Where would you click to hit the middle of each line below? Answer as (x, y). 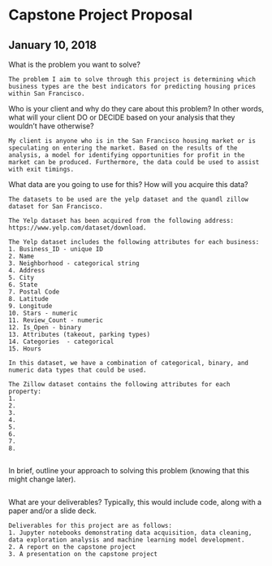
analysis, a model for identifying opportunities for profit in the (127, 155)
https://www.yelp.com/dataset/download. (78, 228)
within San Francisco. (47, 94)
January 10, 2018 (53, 45)
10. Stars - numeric (43, 313)
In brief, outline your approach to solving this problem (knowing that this (129, 470)
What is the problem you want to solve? (74, 64)
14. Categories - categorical (61, 342)
